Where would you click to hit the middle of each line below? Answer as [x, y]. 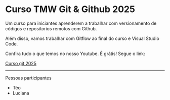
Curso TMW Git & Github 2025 [70, 9]
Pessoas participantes [28, 78]
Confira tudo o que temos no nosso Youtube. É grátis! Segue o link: [75, 54]
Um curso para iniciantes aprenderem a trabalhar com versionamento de [81, 23]
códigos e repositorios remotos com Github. [51, 28]
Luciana [21, 93]
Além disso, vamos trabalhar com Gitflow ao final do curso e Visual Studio [82, 38]
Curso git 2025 [21, 63]
